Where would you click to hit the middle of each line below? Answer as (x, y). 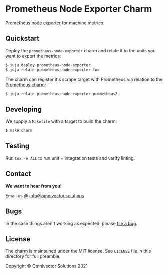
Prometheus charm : (26, 84)
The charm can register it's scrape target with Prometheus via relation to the (84, 79)
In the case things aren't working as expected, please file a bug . (71, 223)
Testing (17, 146)
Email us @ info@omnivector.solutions (45, 195)
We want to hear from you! (33, 186)
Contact (18, 174)
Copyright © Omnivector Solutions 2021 (46, 266)
